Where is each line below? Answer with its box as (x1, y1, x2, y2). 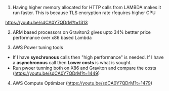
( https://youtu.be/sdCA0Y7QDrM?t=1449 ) (12, 70, 100, 76)
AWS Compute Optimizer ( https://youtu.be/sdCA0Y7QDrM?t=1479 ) (12, 80, 153, 86)
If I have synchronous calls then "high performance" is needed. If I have (12, 54, 164, 60)
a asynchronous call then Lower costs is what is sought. (12, 60, 132, 65)
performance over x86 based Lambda (12, 35, 92, 40)
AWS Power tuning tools (12, 44, 63, 50)
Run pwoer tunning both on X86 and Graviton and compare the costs (12, 65, 156, 71)
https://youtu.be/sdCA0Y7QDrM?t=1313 (5, 20, 88, 25)
